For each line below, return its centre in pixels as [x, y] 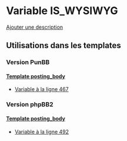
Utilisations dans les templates [64, 46]
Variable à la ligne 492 [42, 132]
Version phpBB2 [30, 105]
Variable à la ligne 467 [41, 89]
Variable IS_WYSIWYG [62, 11]
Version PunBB [28, 62]
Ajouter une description [35, 27]
